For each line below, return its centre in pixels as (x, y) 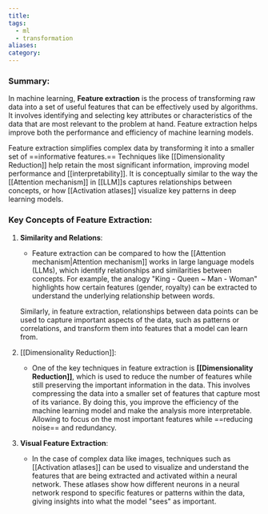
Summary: (29, 81)
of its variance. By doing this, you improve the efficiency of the (135, 402)
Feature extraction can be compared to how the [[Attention (129, 253)
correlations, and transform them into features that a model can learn (134, 328)
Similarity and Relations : (61, 237)
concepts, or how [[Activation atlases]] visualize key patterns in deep (122, 191)
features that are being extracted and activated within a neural (134, 476)
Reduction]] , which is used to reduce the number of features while (142, 376)
